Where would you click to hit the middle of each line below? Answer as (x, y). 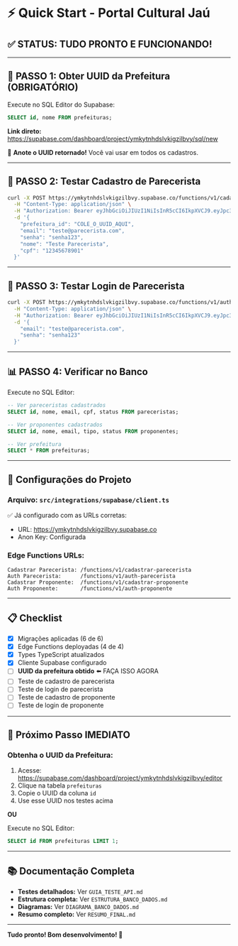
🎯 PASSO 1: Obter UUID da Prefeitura (89, 76)
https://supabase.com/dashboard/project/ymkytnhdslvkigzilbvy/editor (120, 778)
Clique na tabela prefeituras (60, 785)
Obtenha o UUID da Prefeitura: (60, 755)
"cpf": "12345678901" (52, 251)
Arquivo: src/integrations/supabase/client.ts (89, 499)
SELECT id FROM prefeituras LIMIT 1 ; (63, 842)
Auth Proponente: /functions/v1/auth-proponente (90, 589)
